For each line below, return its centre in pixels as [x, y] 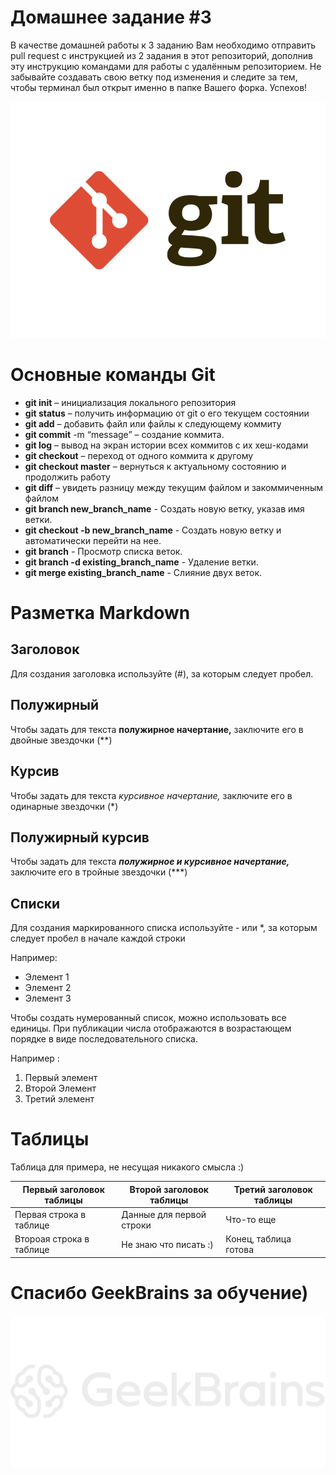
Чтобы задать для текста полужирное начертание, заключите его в [157, 729]
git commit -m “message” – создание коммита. [124, 434]
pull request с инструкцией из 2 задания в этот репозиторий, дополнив [161, 55]
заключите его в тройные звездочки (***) [99, 872]
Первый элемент [61, 1078]
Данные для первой [164, 1214]
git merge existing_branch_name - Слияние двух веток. [143, 572]
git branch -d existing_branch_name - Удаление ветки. [141, 562]
